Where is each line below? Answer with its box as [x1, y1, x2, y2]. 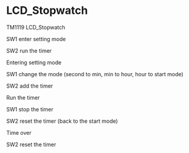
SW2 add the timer [6, 82, 53, 90]
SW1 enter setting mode [6, 35, 66, 42]
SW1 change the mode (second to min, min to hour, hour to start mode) [6, 70, 184, 77]
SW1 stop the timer [6, 105, 53, 112]
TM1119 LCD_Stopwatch [6, 24, 65, 31]
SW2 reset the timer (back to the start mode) [6, 117, 118, 125]
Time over [6, 129, 31, 136]
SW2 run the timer [6, 47, 52, 54]
